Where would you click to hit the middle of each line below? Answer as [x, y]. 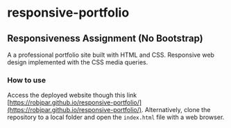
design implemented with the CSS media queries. [78, 62]
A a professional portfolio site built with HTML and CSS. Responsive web [111, 55]
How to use [27, 80]
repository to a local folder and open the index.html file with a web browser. [116, 117]
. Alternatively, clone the [176, 110]
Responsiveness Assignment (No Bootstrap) [105, 38]
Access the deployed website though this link [72, 95]
